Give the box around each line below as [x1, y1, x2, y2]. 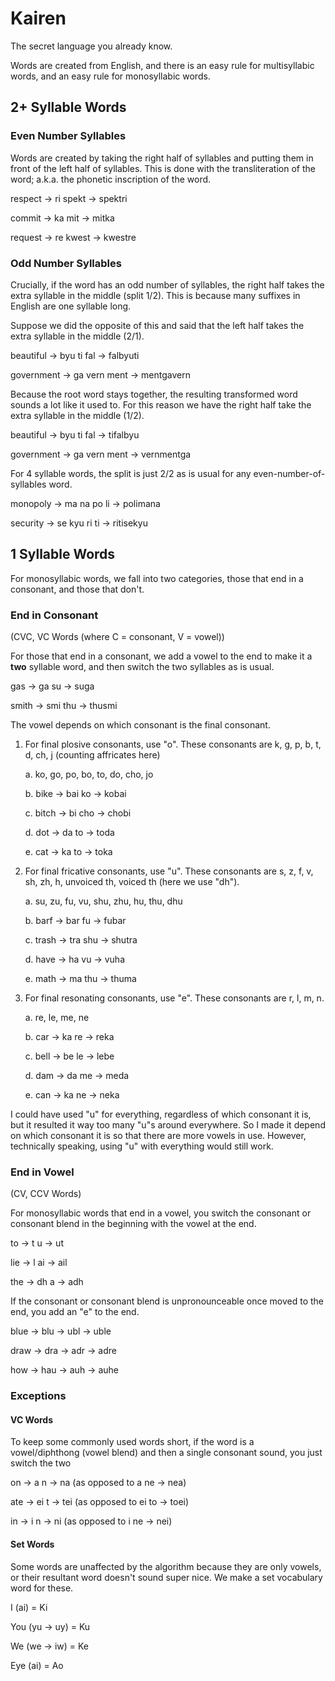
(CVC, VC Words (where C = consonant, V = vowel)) [10, 631, 225, 643]
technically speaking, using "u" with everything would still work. [10, 1140, 274, 1152]
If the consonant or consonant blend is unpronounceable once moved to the [10, 1295, 325, 1307]
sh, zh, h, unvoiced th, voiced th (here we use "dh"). [24, 876, 240, 888]
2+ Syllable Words [10, 99, 127, 116]
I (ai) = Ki [10, 1601, 48, 1613]
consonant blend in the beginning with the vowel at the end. [10, 1218, 257, 1230]
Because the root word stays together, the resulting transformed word [10, 388, 298, 400]
